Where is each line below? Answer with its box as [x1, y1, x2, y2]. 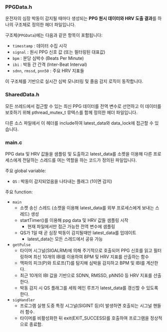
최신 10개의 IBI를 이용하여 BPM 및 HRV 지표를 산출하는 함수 [33, 253, 150, 260]
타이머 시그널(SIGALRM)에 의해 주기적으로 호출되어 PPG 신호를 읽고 [19, 247, 153, 253]
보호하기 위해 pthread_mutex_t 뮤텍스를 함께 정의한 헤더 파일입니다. [5, 109, 138, 115]
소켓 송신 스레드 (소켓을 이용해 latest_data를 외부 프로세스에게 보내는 [19, 204, 155, 210]
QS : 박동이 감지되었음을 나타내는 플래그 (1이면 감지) [12, 178, 113, 184]
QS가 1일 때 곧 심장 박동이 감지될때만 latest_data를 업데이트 [19, 229, 137, 235]
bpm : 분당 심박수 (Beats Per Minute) [12, 55, 84, 61]
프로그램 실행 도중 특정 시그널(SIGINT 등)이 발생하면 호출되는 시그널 [19, 303, 152, 309]
